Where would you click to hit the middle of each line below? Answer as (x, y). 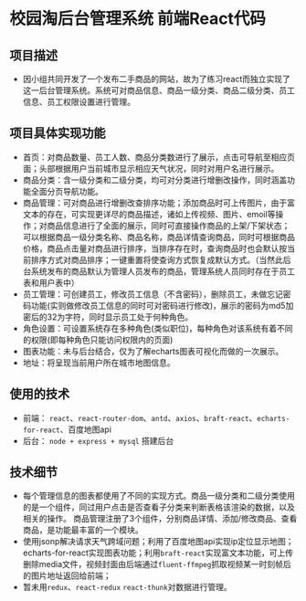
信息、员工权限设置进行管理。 (79, 102)
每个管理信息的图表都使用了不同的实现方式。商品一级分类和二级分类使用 (158, 496)
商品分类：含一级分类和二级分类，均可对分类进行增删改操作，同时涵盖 (155, 180)
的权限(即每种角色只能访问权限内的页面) (98, 340)
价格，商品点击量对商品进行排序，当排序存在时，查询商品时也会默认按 (155, 248)
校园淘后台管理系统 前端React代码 (138, 19)
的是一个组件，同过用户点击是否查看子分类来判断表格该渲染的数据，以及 (158, 507)
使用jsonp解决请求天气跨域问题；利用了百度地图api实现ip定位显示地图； (158, 542)
